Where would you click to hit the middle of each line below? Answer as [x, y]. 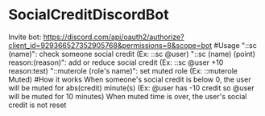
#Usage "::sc [236, 45]
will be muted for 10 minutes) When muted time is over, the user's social [128, 96]
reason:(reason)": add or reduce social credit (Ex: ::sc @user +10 [116, 62]
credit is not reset [37, 105]
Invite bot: [25, 37]
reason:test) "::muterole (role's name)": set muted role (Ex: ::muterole [123, 70]
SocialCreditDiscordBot [89, 15]
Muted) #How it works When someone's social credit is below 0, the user [130, 79]
